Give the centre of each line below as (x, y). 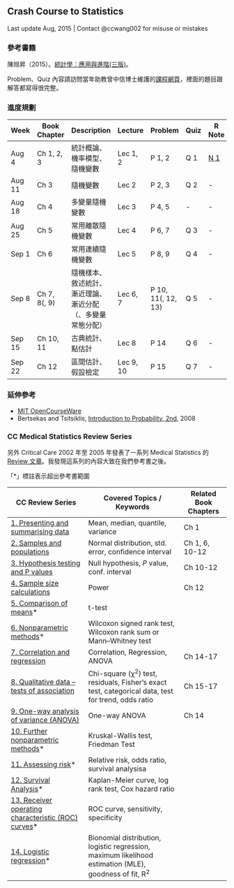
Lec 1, (127, 154)
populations (30, 552)
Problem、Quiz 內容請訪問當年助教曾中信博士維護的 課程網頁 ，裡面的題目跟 (115, 79)
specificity (105, 818)
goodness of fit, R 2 (119, 873)
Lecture (131, 131)
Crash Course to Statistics (65, 12)
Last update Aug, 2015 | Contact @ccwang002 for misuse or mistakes (108, 28)
